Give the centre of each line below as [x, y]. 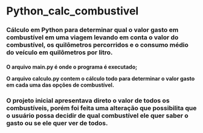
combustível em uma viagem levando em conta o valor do [92, 37]
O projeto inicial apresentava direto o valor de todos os [88, 101]
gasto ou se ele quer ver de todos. [57, 123]
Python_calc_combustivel [72, 11]
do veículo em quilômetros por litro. [60, 52]
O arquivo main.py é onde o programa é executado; [72, 67]
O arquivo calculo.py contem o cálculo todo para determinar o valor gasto [101, 78]
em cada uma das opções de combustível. [60, 85]
